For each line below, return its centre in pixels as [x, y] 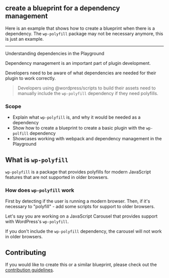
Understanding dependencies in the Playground [55, 53]
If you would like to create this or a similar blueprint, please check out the [81, 265]
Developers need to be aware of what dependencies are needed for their [81, 73]
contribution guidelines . [30, 270]
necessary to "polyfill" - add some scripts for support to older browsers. [80, 207]
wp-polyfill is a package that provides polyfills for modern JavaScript [78, 172]
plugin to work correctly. [31, 78]
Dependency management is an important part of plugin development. [78, 63]
